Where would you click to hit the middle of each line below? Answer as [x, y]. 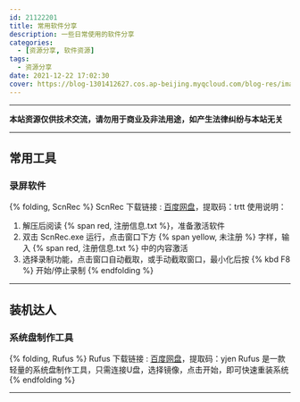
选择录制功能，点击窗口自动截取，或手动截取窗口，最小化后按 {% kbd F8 [156, 259]
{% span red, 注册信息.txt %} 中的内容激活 [110, 248]
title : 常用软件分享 [43, 26]
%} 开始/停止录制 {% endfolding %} [88, 271]
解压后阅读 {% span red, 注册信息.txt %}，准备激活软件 [124, 226]
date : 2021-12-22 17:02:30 [59, 76]
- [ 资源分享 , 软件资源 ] [56, 51]
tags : [19, 59]
